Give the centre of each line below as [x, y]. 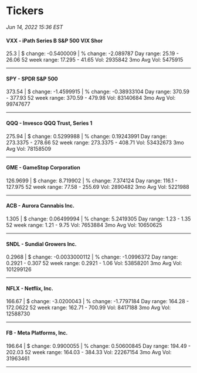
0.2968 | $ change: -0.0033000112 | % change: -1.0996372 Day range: [92, 257]
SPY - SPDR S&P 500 [32, 79]
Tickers [25, 11]
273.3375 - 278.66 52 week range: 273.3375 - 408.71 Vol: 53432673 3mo [95, 143]
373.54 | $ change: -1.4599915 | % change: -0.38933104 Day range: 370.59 [98, 91]
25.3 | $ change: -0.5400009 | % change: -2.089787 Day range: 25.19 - [92, 53]
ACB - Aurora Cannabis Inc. [40, 206]
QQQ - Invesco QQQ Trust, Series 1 [49, 123]
